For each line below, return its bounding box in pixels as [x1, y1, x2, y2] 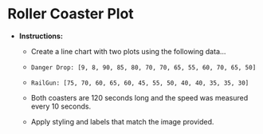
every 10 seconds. [30, 101, 92, 111]
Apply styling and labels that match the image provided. [30, 116, 214, 126]
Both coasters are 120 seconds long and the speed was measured [30, 93, 249, 102]
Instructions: [18, 31, 63, 41]
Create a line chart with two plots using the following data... [30, 46, 226, 56]
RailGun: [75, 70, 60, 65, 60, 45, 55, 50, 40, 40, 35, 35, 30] [30, 79, 249, 87]
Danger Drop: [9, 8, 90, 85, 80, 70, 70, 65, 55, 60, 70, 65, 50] [30, 63, 257, 72]
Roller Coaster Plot [7, 5, 135, 23]
